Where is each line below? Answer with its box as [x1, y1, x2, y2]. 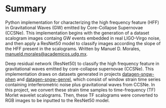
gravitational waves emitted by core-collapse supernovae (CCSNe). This [5, 65, 154, 72]
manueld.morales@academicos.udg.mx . [5, 51, 88, 57]
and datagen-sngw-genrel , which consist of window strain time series [16, 76, 161, 82]
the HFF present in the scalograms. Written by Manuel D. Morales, [5, 46, 141, 52]
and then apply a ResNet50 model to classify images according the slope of [5, 40, 161, 46]
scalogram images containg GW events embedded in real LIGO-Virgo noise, [5, 35, 161, 41]
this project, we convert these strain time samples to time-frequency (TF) [5, 87, 156, 93]
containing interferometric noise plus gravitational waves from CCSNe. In [5, 81, 156, 87]
